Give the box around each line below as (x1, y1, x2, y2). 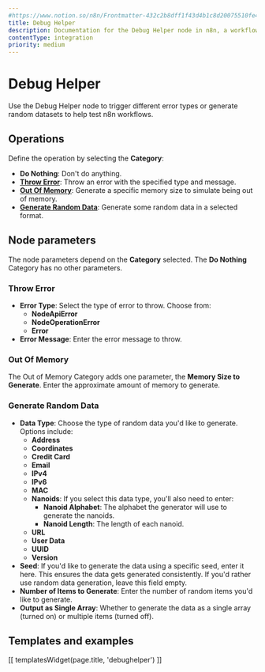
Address (31, 435, 61, 444)
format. (19, 210, 44, 220)
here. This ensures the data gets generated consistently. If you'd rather (19, 569, 251, 579)
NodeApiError (31, 309, 78, 319)
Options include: (19, 426, 73, 436)
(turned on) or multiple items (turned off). (19, 611, 155, 621)
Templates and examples (8, 634, 134, 647)
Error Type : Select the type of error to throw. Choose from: (19, 300, 211, 310)
